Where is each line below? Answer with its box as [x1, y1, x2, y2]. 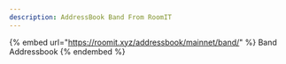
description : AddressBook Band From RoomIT [9, 12, 173, 22]
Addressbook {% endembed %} [9, 46, 126, 57]
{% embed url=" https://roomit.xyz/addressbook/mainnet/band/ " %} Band [9, 37, 277, 47]
